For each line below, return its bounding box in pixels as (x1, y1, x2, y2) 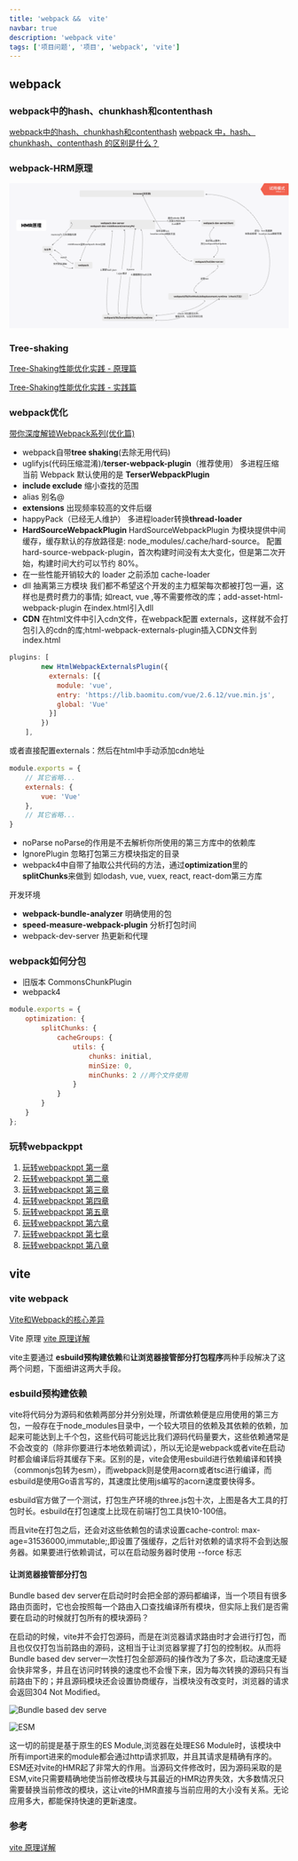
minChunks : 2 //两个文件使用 (88, 1070, 188, 1079)
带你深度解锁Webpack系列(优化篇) (9, 428, 136, 439)
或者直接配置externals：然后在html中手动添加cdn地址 (9, 745, 206, 756)
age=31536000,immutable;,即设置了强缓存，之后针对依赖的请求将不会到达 (9, 1536, 281, 1547)
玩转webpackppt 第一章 (21, 1162, 109, 1173)
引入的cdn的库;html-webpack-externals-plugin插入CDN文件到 (29, 624, 257, 635)
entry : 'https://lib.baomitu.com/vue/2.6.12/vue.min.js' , (56, 690, 276, 699)
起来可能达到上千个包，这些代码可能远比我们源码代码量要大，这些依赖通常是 (9, 1431, 289, 1443)
